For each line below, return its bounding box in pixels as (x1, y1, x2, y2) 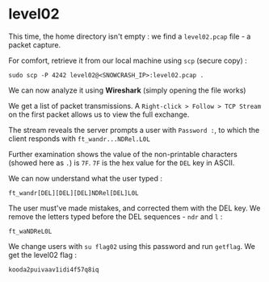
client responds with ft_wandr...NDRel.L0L (8, 134, 151, 143)
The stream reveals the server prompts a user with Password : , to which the (8, 125, 260, 135)
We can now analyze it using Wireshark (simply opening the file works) (8, 85, 246, 95)
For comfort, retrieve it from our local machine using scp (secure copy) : (8, 56, 248, 65)
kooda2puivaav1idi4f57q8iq (8, 265, 99, 274)
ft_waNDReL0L (8, 227, 53, 235)
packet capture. (8, 39, 61, 49)
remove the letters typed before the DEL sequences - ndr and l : (8, 211, 223, 222)
